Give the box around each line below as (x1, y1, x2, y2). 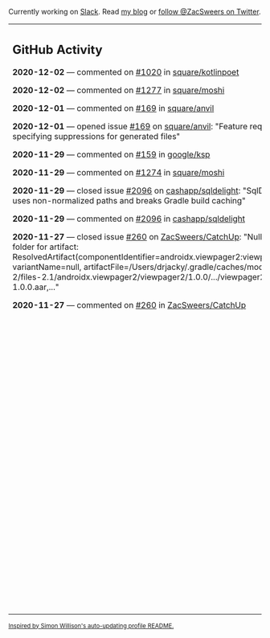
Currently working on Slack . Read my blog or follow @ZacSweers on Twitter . (8, 7, 261, 16)
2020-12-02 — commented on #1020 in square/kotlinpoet (12, 66, 239, 77)
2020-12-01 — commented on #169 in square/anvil (12, 102, 215, 113)
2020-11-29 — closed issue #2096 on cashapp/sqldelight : (12, 185, 241, 196)
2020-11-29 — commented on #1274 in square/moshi (12, 166, 225, 178)
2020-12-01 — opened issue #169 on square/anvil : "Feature (12, 121, 247, 132)
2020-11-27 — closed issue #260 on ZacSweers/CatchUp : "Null (12, 231, 263, 242)
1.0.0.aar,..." (12, 281, 59, 292)
